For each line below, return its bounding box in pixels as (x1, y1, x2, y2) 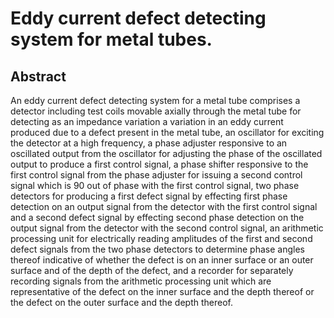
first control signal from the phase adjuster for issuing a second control (10, 169, 303, 181)
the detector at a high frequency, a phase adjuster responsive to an (10, 137, 288, 149)
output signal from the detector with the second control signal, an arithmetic (10, 222, 324, 234)
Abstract (10, 68, 67, 85)
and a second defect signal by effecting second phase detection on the (10, 212, 305, 223)
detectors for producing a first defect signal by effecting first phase (10, 190, 288, 202)
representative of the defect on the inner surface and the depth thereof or (10, 286, 315, 297)
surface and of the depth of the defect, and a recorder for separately (10, 265, 294, 276)
